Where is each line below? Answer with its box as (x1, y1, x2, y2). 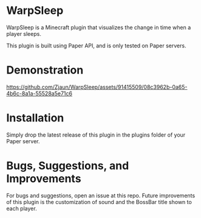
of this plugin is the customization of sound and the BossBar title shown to (6, 198, 192, 205)
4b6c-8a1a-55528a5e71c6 (6, 89, 73, 97)
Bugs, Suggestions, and (6, 159, 129, 172)
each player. (6, 205, 38, 212)
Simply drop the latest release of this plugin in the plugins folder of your (6, 131, 186, 138)
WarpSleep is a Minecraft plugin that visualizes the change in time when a (6, 24, 191, 31)
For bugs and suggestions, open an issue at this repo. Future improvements (6, 192, 196, 199)
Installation (6, 111, 64, 125)
